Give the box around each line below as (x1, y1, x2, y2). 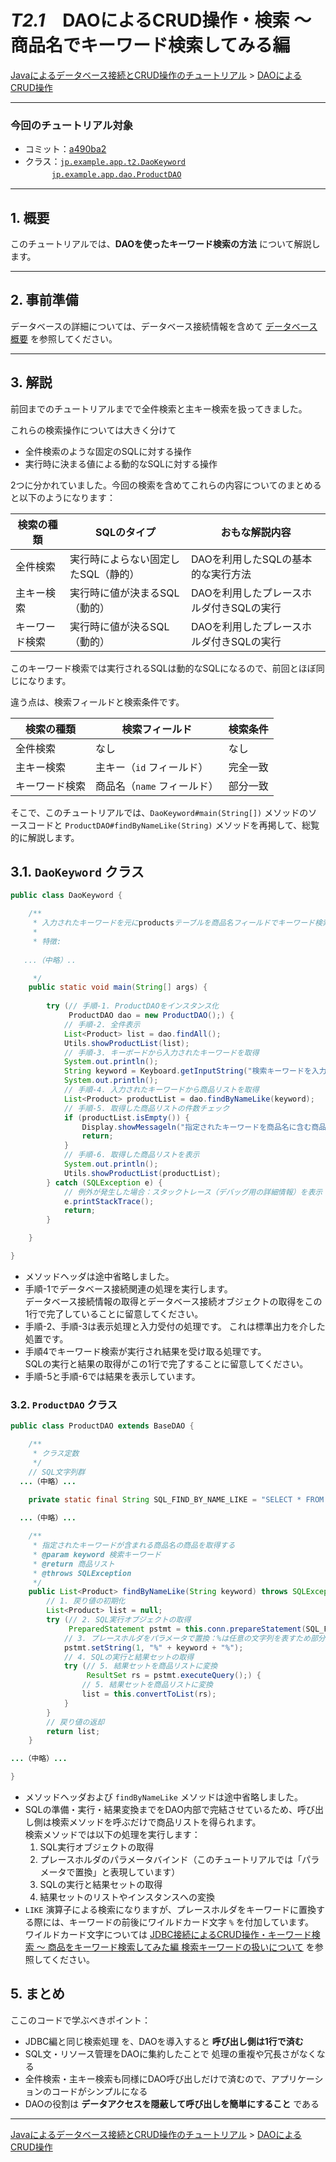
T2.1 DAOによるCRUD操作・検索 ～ (10, 9, 312, 32)
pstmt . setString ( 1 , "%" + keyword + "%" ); (63, 1642, 244, 1653)
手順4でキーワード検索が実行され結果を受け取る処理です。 (24, 1345, 267, 1357)
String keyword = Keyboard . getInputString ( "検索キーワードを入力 (63, 1066, 327, 1076)
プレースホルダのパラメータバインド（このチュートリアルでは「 (39, 1854, 303, 1866)
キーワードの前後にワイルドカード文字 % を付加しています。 (68, 1916, 315, 1928)
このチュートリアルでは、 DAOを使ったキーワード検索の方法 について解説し (10, 238, 321, 250)
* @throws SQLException (32, 1568, 132, 1578)
